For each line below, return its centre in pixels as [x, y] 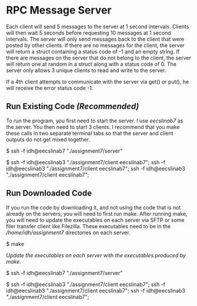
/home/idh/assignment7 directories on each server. [68, 232]
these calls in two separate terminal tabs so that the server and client [90, 133]
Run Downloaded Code [49, 193]
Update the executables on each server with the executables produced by [96, 255]
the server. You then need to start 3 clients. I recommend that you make [93, 127]
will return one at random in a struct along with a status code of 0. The [91, 64]
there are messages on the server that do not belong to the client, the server [99, 58]
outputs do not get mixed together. [48, 139]
